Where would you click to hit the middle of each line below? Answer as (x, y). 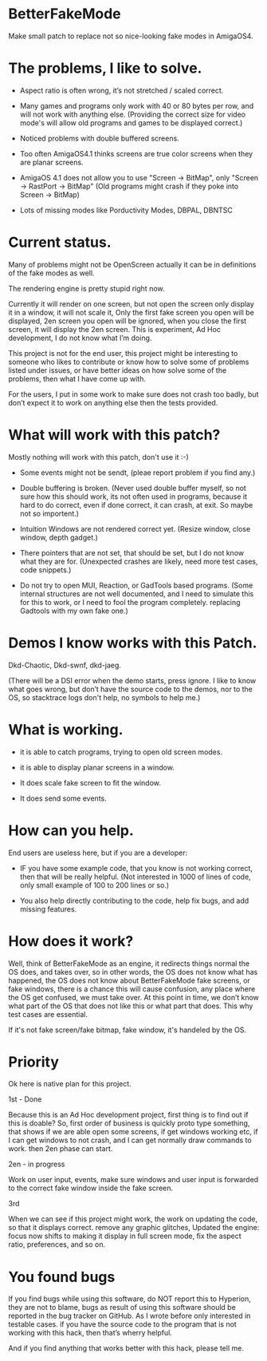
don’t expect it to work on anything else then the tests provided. (113, 402)
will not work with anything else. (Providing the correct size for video (132, 114)
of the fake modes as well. (51, 273)
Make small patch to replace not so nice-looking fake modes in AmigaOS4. (131, 36)
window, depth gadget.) (59, 537)
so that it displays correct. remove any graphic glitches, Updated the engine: (134, 1228)
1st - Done (25, 1099)
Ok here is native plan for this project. (70, 1084)
